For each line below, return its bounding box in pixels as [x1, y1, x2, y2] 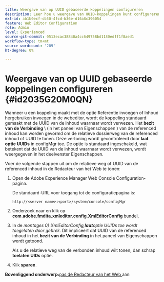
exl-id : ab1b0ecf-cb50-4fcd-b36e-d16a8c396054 [5, 16, 102, 21]
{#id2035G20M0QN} [5, 94, 93, 105]
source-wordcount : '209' [5, 43, 56, 48]
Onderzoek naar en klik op [12, 208, 66, 214]
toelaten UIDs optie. [12, 253, 53, 259]
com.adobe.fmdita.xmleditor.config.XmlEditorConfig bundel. [12, 213, 139, 219]
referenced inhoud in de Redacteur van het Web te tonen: [5, 166, 121, 172]
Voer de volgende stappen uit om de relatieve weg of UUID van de [5, 161, 138, 167]
